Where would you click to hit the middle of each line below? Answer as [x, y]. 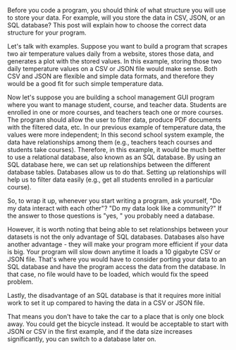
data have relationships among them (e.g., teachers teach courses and [110, 142]
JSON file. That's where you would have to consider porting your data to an [117, 259]
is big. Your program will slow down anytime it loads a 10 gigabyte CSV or [114, 252]
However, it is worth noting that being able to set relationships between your [118, 229]
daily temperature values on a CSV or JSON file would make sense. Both [112, 69]
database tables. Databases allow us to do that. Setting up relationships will [117, 172]
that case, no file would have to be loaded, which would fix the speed [108, 274]
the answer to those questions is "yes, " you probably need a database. [111, 215]
